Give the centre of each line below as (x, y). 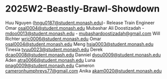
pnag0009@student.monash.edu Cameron (50, 65)
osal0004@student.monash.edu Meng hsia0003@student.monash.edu (79, 44)
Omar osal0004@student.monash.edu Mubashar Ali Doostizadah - (75, 28)
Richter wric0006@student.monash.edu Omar (53, 39)
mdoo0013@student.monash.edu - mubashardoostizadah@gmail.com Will (83, 33)
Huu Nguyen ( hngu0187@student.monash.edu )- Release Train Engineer (80, 23)
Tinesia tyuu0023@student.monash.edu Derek (54, 49)
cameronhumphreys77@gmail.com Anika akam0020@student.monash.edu (83, 70)
